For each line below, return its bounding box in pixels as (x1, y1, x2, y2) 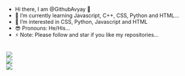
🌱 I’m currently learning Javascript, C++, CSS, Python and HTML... (14, 12, 180, 19)
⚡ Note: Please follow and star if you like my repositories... (14, 31, 159, 38)
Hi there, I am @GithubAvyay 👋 (14, 6, 91, 12)
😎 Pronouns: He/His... (14, 24, 71, 31)
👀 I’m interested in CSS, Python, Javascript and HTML (14, 18, 148, 25)
